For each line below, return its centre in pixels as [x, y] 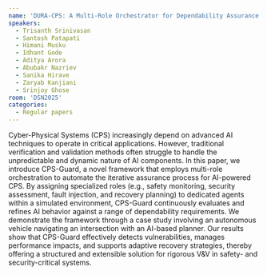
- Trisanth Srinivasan [53, 30]
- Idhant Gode [39, 53]
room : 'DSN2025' [35, 98]
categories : [28, 105]
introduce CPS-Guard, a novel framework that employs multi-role [116, 169]
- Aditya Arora [41, 61]
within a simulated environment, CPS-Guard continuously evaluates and [127, 203]
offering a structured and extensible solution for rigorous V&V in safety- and [133, 254]
